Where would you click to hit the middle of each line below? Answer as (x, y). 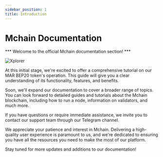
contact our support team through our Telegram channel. (62, 120)
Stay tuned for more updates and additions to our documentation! (71, 149)
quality (12, 135)
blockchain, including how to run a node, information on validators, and (76, 101)
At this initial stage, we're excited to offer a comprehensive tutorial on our (79, 70)
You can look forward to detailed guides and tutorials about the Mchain (76, 95)
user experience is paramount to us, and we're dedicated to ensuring (89, 135)
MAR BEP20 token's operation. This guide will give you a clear (67, 75)
